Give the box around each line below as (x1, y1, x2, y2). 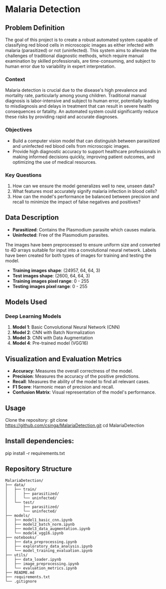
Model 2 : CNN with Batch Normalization (12, 330, 95, 336)
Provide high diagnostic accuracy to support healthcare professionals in (12, 148, 161, 154)
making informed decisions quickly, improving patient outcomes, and (12, 154, 155, 160)
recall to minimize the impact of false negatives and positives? (12, 199, 141, 205)
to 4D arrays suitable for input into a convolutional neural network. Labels (5, 247, 156, 253)
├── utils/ (5, 552, 28, 557)
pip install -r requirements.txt (5, 450, 65, 456)
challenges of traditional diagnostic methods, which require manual (5, 53, 144, 59)
